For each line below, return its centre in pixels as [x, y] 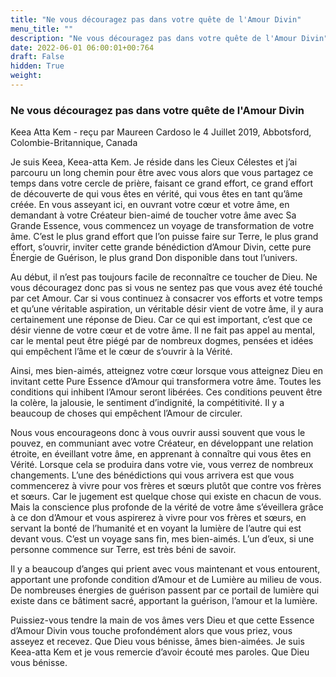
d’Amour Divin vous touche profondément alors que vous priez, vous [151, 631]
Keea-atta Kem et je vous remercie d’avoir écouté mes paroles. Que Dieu [160, 652]
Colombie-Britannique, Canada [74, 143]
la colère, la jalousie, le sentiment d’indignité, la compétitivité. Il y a [147, 403]
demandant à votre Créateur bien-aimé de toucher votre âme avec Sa [153, 215]
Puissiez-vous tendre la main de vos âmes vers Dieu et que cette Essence [162, 620]
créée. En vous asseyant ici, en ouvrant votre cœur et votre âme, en [150, 205]
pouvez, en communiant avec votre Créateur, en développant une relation [162, 443]
